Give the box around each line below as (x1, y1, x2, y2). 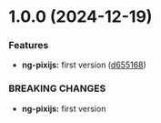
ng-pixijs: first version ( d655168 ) (21, 59, 146, 70)
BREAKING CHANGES (8, 82, 106, 95)
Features (8, 39, 49, 52)
